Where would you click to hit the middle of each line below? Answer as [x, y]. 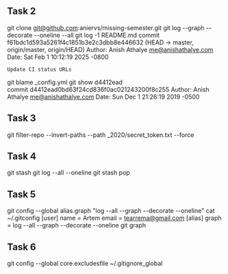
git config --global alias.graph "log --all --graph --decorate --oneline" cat [111, 211]
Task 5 [22, 194]
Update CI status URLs [39, 69]
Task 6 [22, 247]
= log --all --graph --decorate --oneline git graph [76, 225]
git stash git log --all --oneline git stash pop [68, 173]
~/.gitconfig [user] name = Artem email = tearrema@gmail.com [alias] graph [114, 218]
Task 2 [22, 11]
